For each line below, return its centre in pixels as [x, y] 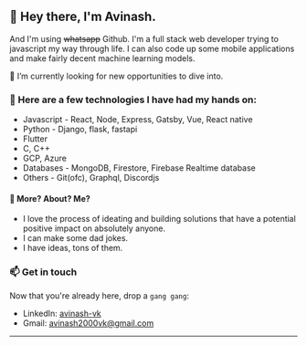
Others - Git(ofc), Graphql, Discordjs [91, 178]
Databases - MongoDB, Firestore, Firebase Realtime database [139, 168]
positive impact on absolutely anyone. [94, 228]
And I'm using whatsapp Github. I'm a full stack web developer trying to [144, 38]
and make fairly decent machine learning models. [102, 58]
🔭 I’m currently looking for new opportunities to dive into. [116, 76]
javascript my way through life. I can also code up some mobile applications [152, 48]
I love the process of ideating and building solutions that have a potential [159, 219]
